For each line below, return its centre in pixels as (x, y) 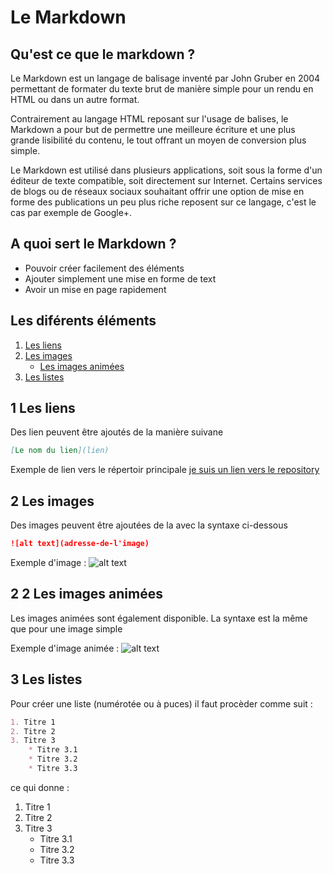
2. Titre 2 (33, 731)
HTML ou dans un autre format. (75, 99)
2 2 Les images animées (86, 594)
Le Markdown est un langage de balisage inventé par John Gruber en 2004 (165, 78)
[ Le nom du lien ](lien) (60, 451)
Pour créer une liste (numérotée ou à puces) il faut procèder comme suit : (161, 703)
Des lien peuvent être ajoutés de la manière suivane (117, 432)
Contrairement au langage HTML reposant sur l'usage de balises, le (149, 119)
